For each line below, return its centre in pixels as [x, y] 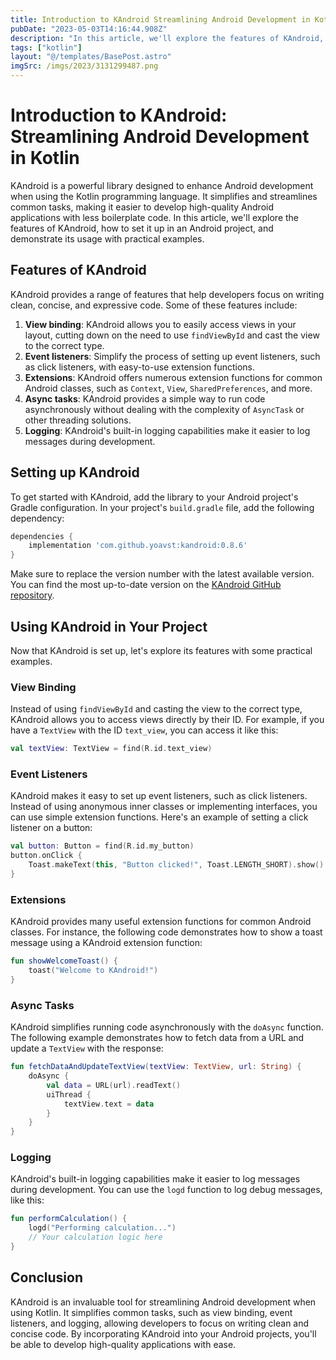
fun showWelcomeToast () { [64, 961]
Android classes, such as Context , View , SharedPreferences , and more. [168, 388]
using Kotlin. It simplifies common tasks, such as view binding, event [151, 1312]
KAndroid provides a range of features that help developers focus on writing [167, 294]
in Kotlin [45, 158]
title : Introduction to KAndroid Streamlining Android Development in [160, 19]
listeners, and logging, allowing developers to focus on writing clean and [160, 1323]
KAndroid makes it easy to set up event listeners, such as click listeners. [159, 796]
